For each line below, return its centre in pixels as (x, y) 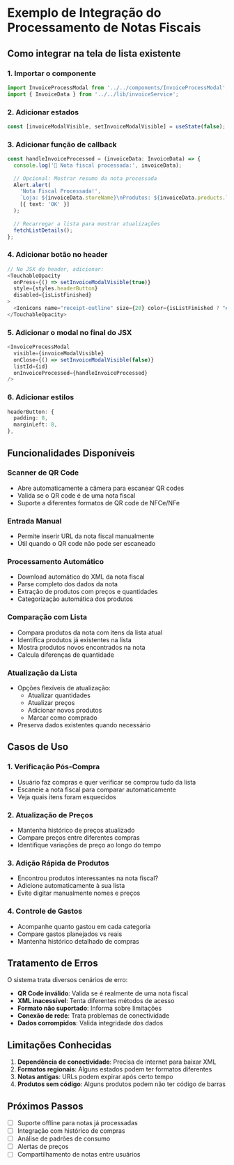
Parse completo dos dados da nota (68, 584)
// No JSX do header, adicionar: (56, 269)
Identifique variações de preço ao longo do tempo (89, 845)
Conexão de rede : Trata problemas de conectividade (93, 1016)
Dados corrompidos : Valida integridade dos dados (90, 1023)
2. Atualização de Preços (50, 815)
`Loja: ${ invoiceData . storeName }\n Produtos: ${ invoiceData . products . (123, 198)
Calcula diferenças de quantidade (66, 655)
